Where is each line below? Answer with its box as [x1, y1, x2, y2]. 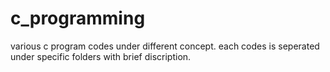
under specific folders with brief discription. [10, 50, 192, 62]
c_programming [10, 7, 146, 30]
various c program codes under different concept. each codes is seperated [10, 40, 320, 52]
